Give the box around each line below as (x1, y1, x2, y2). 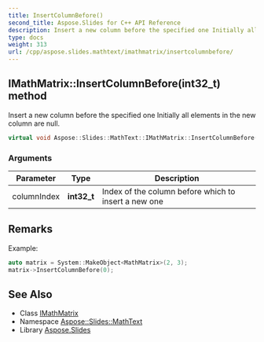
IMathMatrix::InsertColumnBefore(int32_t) (8, 77, 222, 90)
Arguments (8, 153, 53, 164)
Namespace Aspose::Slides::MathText (19, 317, 143, 326)
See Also (8, 288, 53, 301)
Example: (8, 243, 38, 252)
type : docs (8, 33, 44, 42)
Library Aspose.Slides (19, 325, 91, 335)
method (8, 90, 47, 103)
